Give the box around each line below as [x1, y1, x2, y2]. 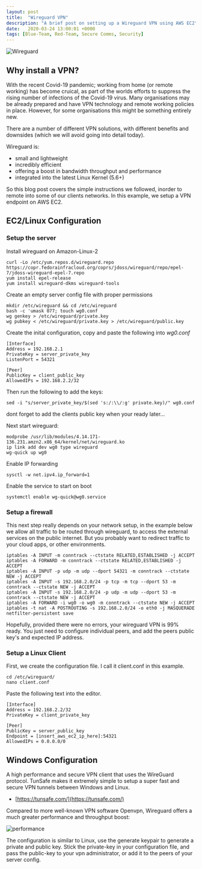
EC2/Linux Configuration [6, 216, 102, 226]
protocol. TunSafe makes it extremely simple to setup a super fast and [6, 777, 180, 785]
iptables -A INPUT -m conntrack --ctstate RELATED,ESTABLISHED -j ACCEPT [6, 552, 195, 558]
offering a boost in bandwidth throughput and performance [14, 167, 162, 175]
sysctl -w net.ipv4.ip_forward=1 [6, 471, 90, 478]
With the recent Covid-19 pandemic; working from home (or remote [6, 81, 173, 88]
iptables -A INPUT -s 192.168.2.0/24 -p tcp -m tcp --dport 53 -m [6, 579, 176, 585]
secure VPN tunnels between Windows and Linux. [6, 784, 130, 791]
